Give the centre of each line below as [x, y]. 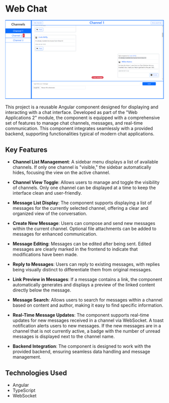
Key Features [26, 150]
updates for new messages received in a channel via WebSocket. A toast [88, 320]
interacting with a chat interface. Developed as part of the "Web [71, 112]
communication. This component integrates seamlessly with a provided [79, 129]
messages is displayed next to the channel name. [63, 336]
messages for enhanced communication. [55, 234]
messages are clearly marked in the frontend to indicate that [75, 249]
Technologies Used [36, 373]
